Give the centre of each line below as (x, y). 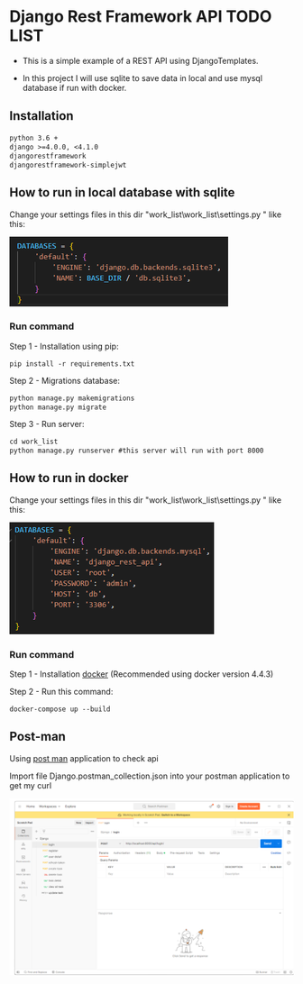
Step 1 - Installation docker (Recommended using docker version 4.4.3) (142, 674)
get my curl (31, 785)
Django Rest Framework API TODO (141, 17)
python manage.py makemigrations (72, 398)
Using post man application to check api (84, 758)
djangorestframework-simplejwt (68, 165)
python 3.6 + (34, 138)
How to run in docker (69, 478)
